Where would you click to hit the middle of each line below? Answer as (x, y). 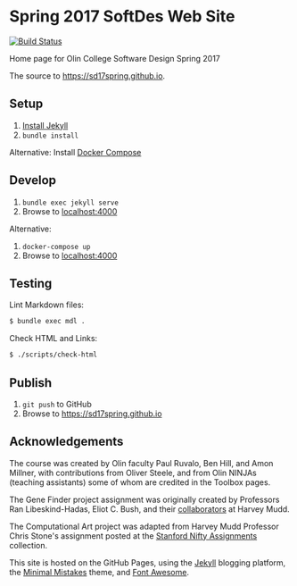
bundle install (50, 136)
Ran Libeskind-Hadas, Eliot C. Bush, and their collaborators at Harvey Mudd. (149, 509)
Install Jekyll (45, 125)
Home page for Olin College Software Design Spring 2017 (115, 58)
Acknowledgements (66, 442)
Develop (33, 180)
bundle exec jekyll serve (70, 203)
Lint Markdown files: (47, 305)
